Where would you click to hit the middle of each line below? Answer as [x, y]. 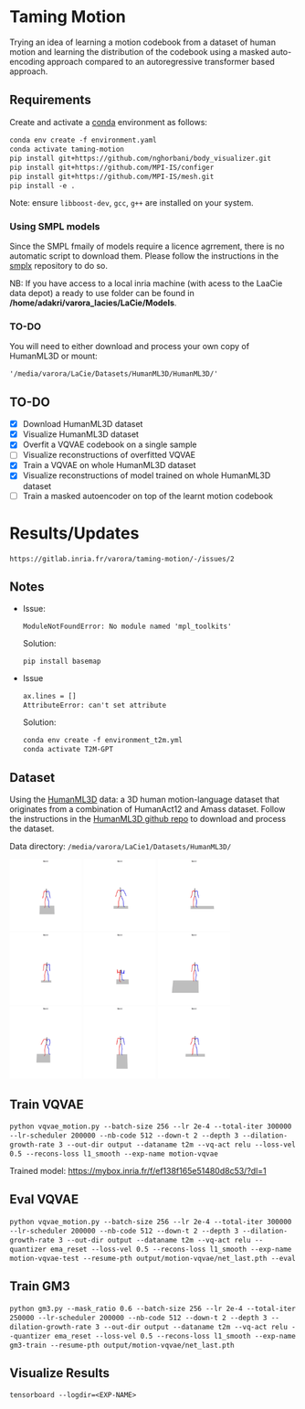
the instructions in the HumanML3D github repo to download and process [147, 819]
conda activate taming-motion [67, 149]
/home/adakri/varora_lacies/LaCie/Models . [93, 303]
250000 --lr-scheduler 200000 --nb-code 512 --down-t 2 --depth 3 [138, 1318]
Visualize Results [60, 1373]
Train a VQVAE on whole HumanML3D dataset [109, 465]
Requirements [50, 100]
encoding [27, 61]
